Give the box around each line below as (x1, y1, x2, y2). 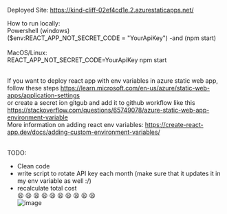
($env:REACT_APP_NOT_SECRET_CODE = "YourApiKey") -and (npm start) (7, 34, 217, 42)
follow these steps (7, 84, 59, 92)
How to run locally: (7, 19, 61, 27)
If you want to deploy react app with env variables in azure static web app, (7, 77, 219, 85)
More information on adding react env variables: (7, 121, 144, 128)
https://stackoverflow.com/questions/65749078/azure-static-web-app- (7, 106, 210, 114)
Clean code (17, 162, 50, 170)
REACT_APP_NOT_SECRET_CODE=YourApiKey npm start (7, 56, 167, 64)
